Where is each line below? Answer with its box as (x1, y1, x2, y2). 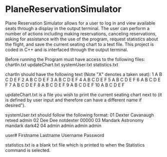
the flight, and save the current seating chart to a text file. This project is (5, 41, 154, 47)
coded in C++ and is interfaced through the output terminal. (5, 46, 128, 52)
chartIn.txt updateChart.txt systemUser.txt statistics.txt (5, 61, 118, 67)
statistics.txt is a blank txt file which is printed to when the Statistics (5, 141, 145, 148)
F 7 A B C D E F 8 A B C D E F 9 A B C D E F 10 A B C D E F (5, 81, 125, 88)
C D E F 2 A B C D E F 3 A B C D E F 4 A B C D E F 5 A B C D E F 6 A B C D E (5, 76, 161, 82)
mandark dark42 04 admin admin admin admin (5, 122, 101, 128)
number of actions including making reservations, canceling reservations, (5, 30, 157, 36)
